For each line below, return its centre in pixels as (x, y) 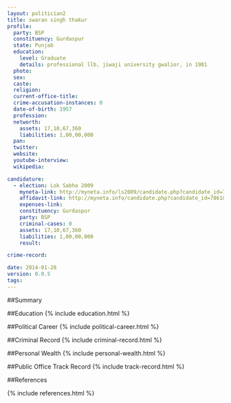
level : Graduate (43, 58)
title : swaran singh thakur (47, 20)
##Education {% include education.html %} (69, 313)
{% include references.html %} (51, 393)
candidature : (26, 179)
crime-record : (27, 255)
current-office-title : (46, 97)
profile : (20, 26)
